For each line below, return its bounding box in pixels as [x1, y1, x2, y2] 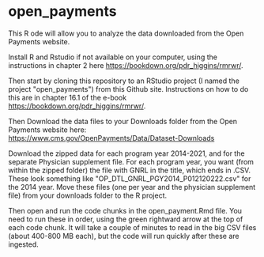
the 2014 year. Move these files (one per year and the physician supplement [8, 182, 256, 191]
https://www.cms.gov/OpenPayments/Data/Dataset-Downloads [8, 133, 215, 142]
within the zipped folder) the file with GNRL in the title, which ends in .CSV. [8, 165, 251, 175]
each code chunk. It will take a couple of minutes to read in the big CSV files [8, 222, 257, 232]
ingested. [8, 240, 40, 249]
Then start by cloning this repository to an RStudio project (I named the [8, 76, 239, 85]
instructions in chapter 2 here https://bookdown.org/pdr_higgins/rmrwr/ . [8, 60, 243, 70]
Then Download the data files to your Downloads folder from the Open [8, 116, 238, 126]
